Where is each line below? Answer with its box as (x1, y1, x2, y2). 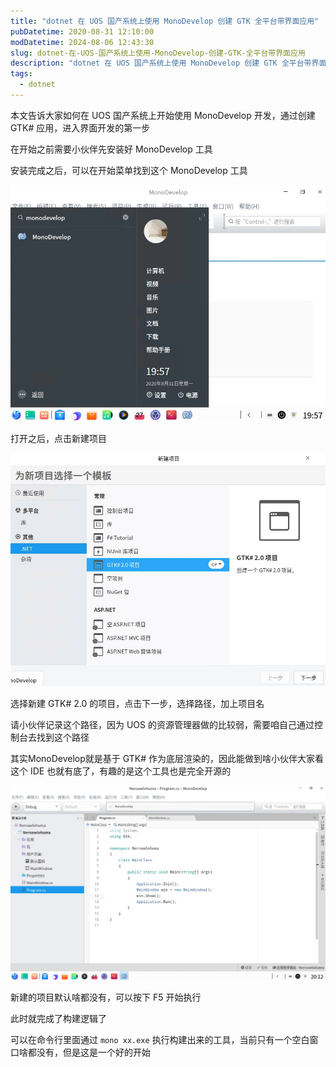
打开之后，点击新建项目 (10, 432, 107, 444)
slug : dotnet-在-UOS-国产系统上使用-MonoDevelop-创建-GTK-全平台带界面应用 (10, 48, 306, 58)
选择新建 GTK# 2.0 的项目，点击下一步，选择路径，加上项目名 (10, 698, 265, 710)
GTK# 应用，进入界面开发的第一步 (10, 121, 151, 134)
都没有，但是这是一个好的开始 (27, 1046, 151, 1058)
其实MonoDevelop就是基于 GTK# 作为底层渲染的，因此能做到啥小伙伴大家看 (10, 753, 325, 765)
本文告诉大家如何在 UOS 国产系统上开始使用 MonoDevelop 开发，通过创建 (10, 109, 316, 121)
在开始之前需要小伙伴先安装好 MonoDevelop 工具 (10, 143, 213, 155)
